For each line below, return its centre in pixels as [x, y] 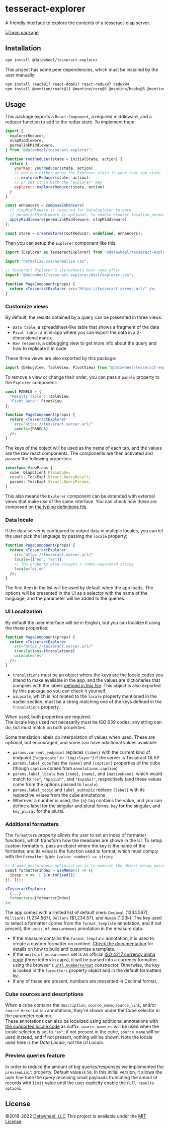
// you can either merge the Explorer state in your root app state [88, 173]
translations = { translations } [45, 651]
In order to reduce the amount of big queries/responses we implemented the [84, 1067]
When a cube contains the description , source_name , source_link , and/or [81, 1005]
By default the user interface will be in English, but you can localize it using [83, 622]
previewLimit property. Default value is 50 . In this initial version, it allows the [84, 1072]
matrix [46, 338]
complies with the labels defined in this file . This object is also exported [87, 685]
